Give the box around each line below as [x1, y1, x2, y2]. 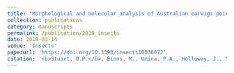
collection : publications [7, 17, 82, 24]
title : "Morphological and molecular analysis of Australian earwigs [7, 10, 214, 17]
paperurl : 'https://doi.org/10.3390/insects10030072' [7, 49, 167, 56]
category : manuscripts [7, 23, 73, 30]
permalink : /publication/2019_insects [7, 29, 120, 37]
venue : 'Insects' [7, 42, 58, 49]
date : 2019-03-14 [7, 36, 58, 43]
